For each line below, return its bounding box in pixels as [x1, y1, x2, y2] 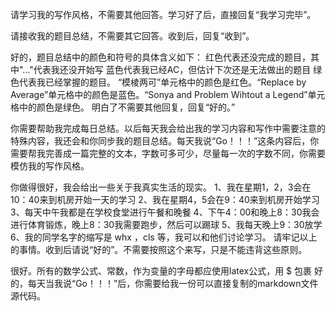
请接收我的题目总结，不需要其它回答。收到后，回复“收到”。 [10, 30, 255, 42]
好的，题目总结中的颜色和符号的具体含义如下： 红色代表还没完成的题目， [10, 51, 311, 63]
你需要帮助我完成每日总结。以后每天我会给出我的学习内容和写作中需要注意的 [10, 123, 326, 134]
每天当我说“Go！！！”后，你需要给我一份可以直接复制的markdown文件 [27, 278, 319, 289]
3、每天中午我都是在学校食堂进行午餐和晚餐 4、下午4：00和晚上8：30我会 [10, 206, 320, 218]
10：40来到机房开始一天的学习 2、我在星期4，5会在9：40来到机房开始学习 [10, 194, 320, 205]
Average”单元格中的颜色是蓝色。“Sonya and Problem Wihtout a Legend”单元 [10, 89, 326, 100]
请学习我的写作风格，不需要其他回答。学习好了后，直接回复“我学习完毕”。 [10, 9, 317, 20]
